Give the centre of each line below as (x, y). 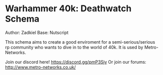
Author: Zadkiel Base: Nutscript (37, 32)
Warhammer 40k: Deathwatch (68, 9)
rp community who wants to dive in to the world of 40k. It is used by (74, 47)
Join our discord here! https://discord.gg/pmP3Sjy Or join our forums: (76, 62)
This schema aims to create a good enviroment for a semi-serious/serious (80, 42)
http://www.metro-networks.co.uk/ (41, 67)
